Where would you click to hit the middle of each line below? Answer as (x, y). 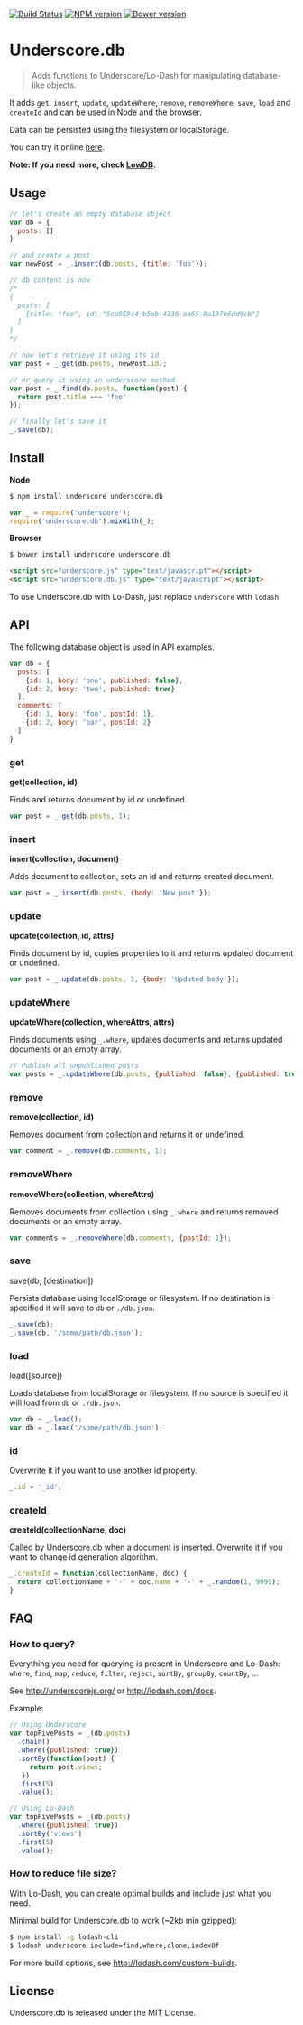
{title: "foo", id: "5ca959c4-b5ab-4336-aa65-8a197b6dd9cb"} (142, 314)
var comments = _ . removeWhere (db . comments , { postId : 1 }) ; (120, 1238)
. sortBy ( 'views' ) (50, 1833)
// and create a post (50, 256)
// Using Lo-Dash (42, 1809)
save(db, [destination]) (51, 1280)
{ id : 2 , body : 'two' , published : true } (101, 689)
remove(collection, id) (52, 1117)
